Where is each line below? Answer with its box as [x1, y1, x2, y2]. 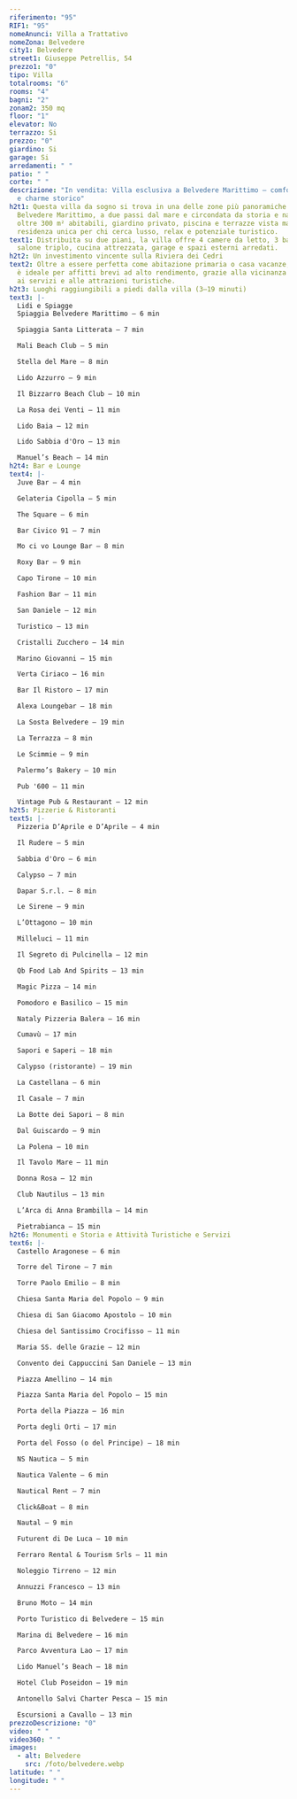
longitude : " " [9, 1776, 65, 1785]
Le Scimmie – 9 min [17, 749, 89, 758]
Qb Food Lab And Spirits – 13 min [17, 966, 144, 975]
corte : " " [9, 178, 49, 187]
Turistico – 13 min [17, 622, 89, 631]
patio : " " [9, 169, 49, 178]
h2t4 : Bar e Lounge [9, 461, 81, 470]
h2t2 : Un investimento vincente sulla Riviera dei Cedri [9, 252, 224, 261]
